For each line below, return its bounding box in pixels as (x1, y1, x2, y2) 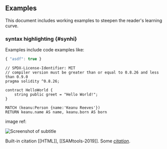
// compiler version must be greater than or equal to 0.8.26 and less (5, 70, 159, 75)
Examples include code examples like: (5, 47, 85, 53)
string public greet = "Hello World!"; (14, 92, 98, 97)
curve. (5, 23, 19, 29)
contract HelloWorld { (5, 88, 53, 93)
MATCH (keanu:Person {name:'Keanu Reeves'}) (5, 105, 100, 110)
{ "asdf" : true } (5, 56, 42, 62)
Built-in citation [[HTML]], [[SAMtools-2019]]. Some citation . (5, 138, 131, 144)
